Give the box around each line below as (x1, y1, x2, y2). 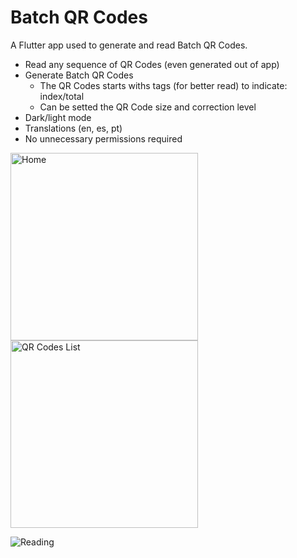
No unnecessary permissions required (24, 132, 183, 145)
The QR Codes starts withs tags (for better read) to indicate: (39, 79, 288, 91)
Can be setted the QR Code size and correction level (39, 101, 257, 113)
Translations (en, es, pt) (24, 122, 123, 134)
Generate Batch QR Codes (24, 69, 134, 81)
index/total (39, 90, 85, 102)
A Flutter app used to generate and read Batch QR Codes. (10, 39, 248, 51)
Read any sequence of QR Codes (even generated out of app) (24, 58, 280, 70)
